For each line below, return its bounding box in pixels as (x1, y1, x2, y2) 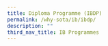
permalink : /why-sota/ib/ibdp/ (7, 16, 96, 23)
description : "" (7, 22, 53, 29)
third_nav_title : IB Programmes (7, 28, 99, 36)
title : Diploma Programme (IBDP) (7, 9, 103, 17)
